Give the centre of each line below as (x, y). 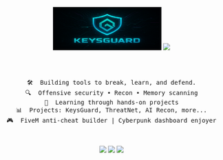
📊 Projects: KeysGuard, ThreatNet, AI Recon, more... (111, 110)
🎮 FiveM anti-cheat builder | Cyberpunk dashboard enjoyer (111, 120)
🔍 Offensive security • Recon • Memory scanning (111, 93)
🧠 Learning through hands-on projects (111, 102)
